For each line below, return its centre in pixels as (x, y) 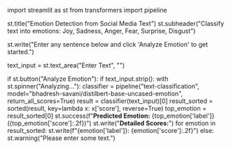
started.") (21, 52)
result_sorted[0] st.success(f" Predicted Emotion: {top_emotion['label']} (111, 116)
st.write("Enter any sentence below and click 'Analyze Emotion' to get (108, 44)
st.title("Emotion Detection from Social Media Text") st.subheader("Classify (116, 23)
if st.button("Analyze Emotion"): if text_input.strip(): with (88, 79)
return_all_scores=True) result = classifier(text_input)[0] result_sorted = (110, 101)
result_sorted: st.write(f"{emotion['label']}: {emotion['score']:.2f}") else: (111, 131)
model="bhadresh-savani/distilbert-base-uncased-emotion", (95, 94)
